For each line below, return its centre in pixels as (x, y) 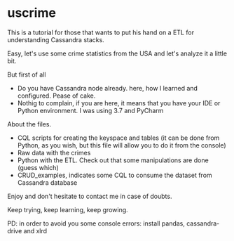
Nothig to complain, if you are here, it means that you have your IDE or (119, 103)
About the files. (29, 124)
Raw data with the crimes (54, 152)
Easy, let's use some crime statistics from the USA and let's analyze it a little (117, 53)
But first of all (27, 74)
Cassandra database (47, 182)
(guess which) (38, 167)
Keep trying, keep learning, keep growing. (68, 209)
